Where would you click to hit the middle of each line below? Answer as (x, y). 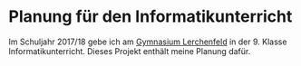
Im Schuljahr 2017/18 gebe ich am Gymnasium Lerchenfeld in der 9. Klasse (148, 42)
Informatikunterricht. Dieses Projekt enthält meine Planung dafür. (130, 51)
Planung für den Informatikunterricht (150, 17)
